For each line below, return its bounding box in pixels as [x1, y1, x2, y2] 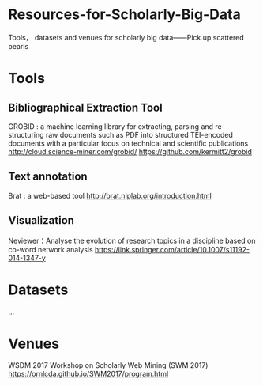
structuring [8, 130, 45, 139]
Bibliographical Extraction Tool [8, 100, 163, 114]
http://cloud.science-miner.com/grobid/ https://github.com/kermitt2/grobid [8, 146, 253, 156]
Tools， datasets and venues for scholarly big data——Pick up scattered [8, 32, 245, 42]
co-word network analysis [8, 244, 93, 254]
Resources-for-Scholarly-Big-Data [8, 6, 241, 24]
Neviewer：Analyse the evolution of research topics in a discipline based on [8, 236, 256, 245]
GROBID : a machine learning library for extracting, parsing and [8, 121, 214, 131]
